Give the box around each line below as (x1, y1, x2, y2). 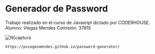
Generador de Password (5, 3, 108, 14)
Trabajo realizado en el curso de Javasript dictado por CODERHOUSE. (5, 19, 150, 25)
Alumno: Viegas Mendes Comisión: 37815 (5, 24, 91, 30)
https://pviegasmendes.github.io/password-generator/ (5, 44, 120, 49)
